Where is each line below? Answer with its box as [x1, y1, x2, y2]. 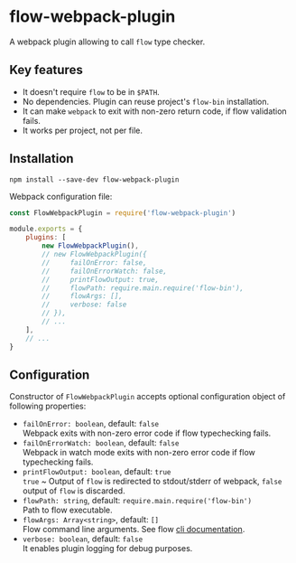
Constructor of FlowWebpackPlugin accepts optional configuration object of [9, 391, 286, 402]
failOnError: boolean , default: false [22, 418, 160, 429]
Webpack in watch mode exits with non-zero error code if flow [22, 447, 255, 458]
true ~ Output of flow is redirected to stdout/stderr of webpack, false [22, 476, 282, 487]
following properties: [9, 400, 87, 412]
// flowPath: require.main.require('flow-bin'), [42, 283, 245, 293]
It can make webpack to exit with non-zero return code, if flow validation [22, 106, 287, 117]
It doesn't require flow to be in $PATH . [22, 86, 160, 97]
